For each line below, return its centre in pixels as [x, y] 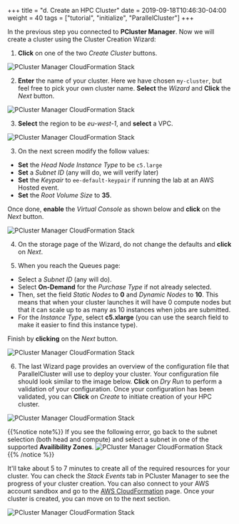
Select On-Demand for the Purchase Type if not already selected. [115, 287]
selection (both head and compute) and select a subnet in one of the [108, 439]
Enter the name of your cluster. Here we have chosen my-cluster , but [120, 81]
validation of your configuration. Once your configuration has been [116, 389]
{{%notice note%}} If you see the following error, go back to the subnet [112, 432]
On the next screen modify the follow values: [83, 151]
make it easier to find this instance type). [77, 325]
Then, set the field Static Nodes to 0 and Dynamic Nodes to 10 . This [118, 294]
